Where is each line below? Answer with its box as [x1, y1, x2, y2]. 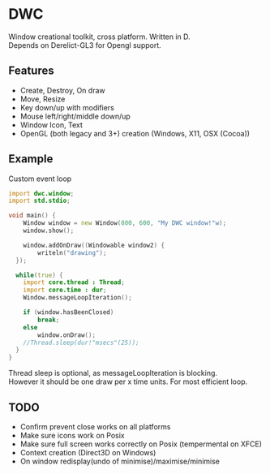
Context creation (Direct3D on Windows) [19, 448, 156, 457]
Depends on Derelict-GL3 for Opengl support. [8, 40, 162, 50]
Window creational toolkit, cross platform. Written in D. [8, 32, 191, 41]
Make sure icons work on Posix [19, 431, 125, 440]
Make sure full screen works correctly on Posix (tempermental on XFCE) [19, 439, 262, 449]
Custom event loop [8, 174, 72, 183]
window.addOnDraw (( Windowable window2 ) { [23, 241, 165, 249]
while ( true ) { [15, 271, 63, 279]
